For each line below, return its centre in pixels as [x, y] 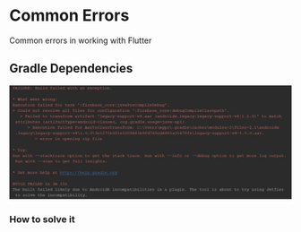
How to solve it [42, 219]
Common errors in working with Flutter [81, 40]
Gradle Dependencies [71, 69]
